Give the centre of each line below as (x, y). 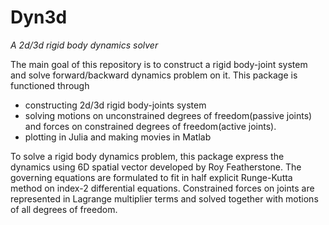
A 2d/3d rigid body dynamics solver (84, 45)
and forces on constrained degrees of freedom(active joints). (150, 126)
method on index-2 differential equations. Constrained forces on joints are (162, 188)
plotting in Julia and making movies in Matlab (118, 137)
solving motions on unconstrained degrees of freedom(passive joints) (168, 115)
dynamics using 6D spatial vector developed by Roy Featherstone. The (156, 167)
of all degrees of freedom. (64, 209)
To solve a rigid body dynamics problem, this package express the (147, 156)
